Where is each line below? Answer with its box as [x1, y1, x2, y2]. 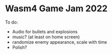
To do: [5, 19, 18, 25]
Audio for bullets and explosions [12, 28, 78, 34]
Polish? [12, 44, 27, 50]
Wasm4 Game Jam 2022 [5, 3, 108, 14]
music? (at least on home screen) [12, 34, 80, 40]
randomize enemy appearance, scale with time [12, 39, 107, 45]
